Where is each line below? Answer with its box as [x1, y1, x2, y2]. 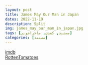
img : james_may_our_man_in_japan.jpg [5, 26, 84, 31]
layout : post [5, 7, 32, 12]
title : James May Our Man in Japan [5, 12, 79, 17]
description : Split [5, 21, 46, 26]
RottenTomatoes [5, 54, 39, 60]
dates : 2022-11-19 [5, 16, 43, 21]
